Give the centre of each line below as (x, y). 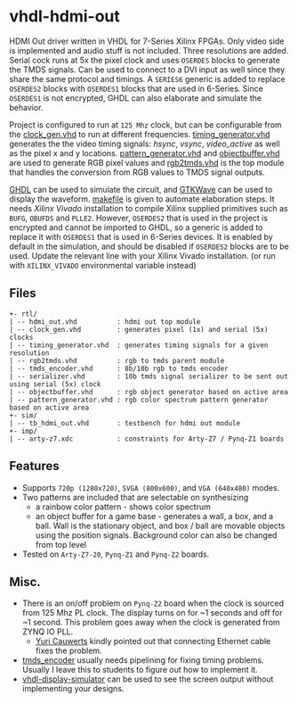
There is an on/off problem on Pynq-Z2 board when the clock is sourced (153, 603)
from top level (61, 544)
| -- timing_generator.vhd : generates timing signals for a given (139, 345)
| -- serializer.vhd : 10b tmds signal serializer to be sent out (149, 376)
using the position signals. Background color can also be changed (156, 535)
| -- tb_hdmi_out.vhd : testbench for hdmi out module (125, 423)
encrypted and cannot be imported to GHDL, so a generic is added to (136, 227)
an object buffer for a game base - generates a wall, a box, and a (154, 516)
